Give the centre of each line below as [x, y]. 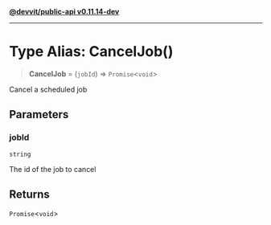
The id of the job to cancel [53, 169]
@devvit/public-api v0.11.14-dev [64, 12]
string [20, 154]
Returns [30, 195]
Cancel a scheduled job [48, 89]
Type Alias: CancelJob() [91, 52]
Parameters [39, 115]
